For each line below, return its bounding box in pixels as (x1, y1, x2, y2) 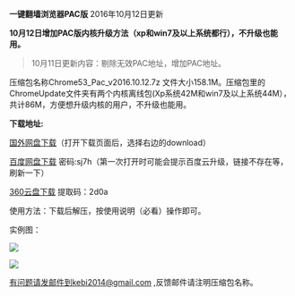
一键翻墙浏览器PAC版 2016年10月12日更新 (9, 9, 164, 19)
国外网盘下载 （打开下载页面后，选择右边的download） (9, 138, 211, 148)
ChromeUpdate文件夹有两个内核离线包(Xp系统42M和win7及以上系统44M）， (9, 89, 291, 98)
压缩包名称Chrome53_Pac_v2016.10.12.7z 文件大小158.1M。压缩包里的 (9, 77, 266, 88)
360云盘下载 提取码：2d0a (9, 187, 108, 197)
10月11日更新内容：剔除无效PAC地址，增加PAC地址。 (30, 58, 227, 68)
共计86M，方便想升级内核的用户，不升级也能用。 (9, 99, 191, 110)
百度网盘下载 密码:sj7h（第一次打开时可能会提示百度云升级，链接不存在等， (9, 156, 289, 166)
